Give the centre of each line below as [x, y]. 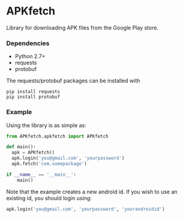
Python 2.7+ [30, 56]
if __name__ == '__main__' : [41, 174]
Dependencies [28, 43]
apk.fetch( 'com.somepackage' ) [49, 164]
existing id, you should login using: [49, 198]
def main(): [21, 147]
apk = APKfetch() [33, 153]
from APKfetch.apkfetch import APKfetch [58, 136]
